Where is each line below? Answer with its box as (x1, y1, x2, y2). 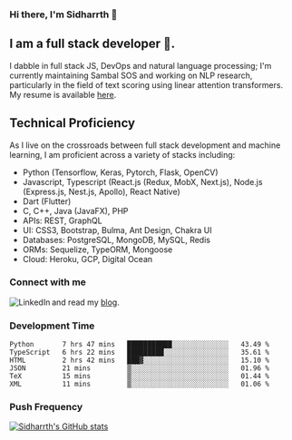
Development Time (9, 319, 95, 332)
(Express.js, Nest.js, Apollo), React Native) (22, 186, 181, 197)
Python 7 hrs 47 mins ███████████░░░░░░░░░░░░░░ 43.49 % (9, 340, 270, 349)
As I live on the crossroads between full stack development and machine (9, 140, 281, 151)
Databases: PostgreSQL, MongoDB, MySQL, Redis (22, 234, 211, 245)
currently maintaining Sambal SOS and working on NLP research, (9, 70, 253, 81)
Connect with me (9, 276, 86, 288)
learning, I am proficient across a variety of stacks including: (9, 149, 236, 160)
